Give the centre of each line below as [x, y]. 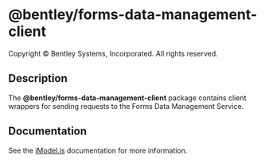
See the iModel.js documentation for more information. [98, 150]
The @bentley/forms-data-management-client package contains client [127, 98]
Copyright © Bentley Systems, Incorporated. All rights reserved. [113, 53]
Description [38, 78]
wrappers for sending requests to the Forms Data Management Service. [126, 106]
